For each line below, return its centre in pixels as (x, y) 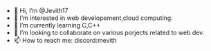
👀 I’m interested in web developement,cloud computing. (93, 18)
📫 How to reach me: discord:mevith (65, 40)
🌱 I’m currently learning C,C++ (57, 25)
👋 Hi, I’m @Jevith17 (41, 11)
